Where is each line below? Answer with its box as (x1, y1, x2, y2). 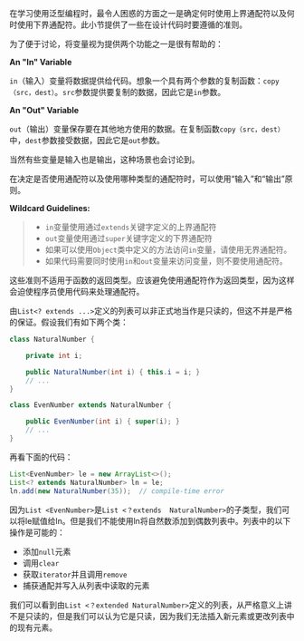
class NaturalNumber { (9, 335, 95, 344)
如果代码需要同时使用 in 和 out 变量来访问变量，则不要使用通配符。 (44, 256, 288, 266)
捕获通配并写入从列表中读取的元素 (22, 579, 150, 591)
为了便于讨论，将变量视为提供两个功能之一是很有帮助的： (9, 39, 223, 49)
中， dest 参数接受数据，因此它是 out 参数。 (9, 135, 166, 145)
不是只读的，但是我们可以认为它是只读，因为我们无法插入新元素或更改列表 (9, 610, 287, 621)
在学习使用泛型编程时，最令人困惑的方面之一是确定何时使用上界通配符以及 (9, 8, 287, 18)
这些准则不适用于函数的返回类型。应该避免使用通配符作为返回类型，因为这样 (9, 275, 295, 286)
